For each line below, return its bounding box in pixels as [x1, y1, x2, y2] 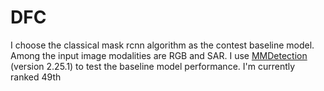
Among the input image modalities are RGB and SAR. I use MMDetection [10, 49, 308, 61]
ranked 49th [10, 71, 62, 83]
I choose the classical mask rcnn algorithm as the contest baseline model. [10, 39, 315, 51]
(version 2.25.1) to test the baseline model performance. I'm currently [10, 60, 296, 72]
